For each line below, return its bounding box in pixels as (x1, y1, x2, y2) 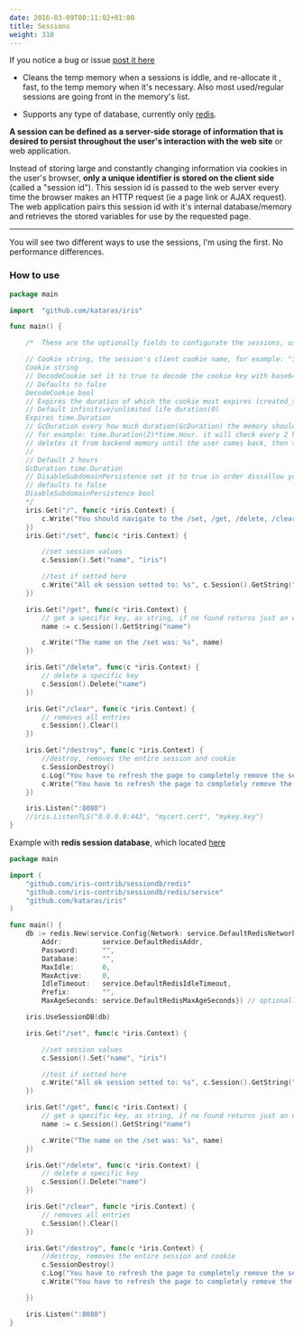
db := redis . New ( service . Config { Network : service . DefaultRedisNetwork (25, 929, 297, 939)
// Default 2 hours (25, 455, 99, 465)
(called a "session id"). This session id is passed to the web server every (9, 182, 280, 193)
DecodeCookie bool (25, 388, 95, 397)
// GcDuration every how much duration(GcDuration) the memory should (25, 422, 297, 431)
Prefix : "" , (41, 988, 115, 997)
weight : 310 (9, 30, 54, 39)
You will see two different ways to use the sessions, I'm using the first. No (9, 237, 284, 248)
